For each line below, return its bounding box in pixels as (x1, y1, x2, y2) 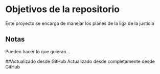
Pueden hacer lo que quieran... (5, 48, 71, 54)
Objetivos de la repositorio (5, 4, 120, 15)
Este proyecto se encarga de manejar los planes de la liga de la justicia (5, 20, 154, 26)
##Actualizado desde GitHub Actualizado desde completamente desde (5, 58, 155, 64)
